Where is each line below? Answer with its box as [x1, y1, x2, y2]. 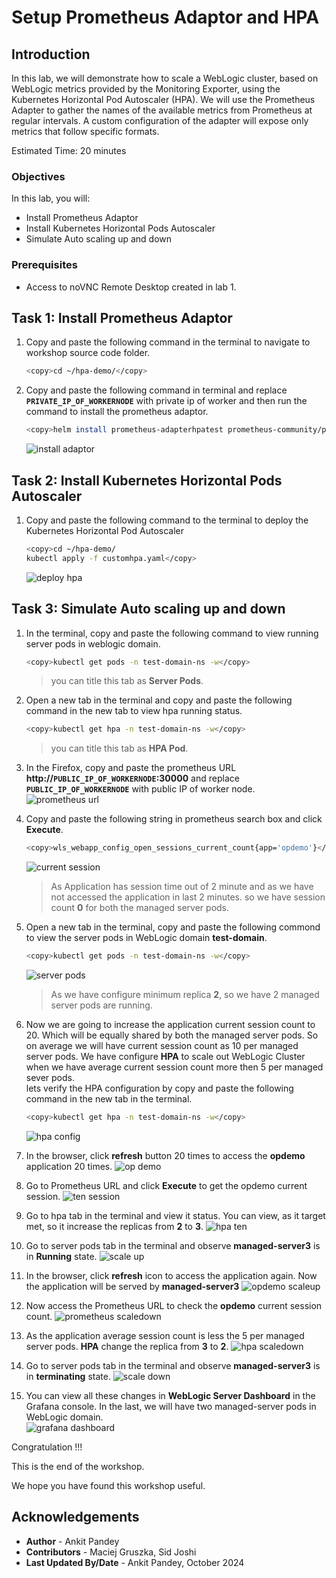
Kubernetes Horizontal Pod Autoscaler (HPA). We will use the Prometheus [11, 94, 316, 105]
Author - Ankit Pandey [25, 1535, 120, 1547]
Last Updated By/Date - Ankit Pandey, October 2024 [25, 1556, 245, 1568]
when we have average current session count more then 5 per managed [25, 1061, 324, 1073]
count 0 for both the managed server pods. [50, 902, 230, 914]
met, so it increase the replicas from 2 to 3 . [25, 1220, 204, 1232]
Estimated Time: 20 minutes [11, 145, 127, 156]
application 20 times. [25, 1160, 113, 1172]
